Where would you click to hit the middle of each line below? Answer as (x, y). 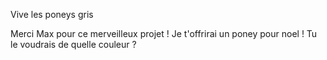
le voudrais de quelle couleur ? (73, 44)
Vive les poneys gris (52, 14)
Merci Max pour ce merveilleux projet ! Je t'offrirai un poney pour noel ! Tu (164, 33)
